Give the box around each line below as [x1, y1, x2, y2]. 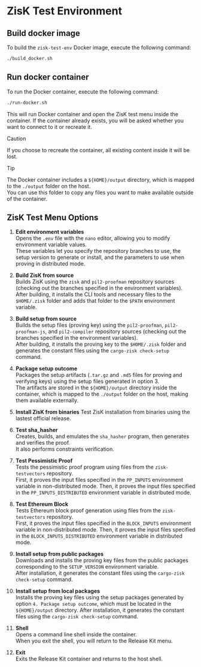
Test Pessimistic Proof [15, 457, 73, 464]
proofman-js [15, 329, 45, 335]
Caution [7, 135, 26, 142]
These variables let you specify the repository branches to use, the [15, 248, 181, 255]
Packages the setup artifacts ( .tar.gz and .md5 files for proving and [15, 372, 182, 379]
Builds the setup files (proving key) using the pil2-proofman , [15, 322, 164, 329]
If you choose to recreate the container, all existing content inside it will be [7, 146, 190, 153]
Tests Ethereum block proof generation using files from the [15, 507, 161, 514]
